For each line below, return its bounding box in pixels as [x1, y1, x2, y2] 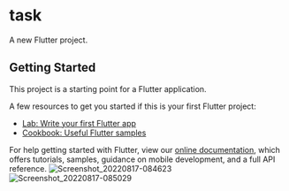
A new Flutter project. [9, 34, 88, 45]
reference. [9, 163, 47, 173]
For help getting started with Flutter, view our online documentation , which [9, 144, 281, 155]
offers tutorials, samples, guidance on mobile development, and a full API [9, 154, 276, 164]
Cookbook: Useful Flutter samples [21, 127, 147, 138]
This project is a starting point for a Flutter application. [9, 83, 207, 94]
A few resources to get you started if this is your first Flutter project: [9, 101, 256, 111]
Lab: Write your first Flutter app [21, 118, 137, 128]
